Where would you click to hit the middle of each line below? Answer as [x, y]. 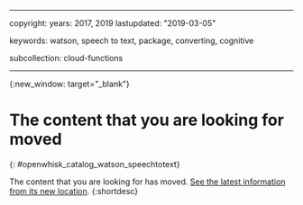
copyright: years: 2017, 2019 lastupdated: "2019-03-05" [113, 23]
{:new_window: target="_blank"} [70, 84]
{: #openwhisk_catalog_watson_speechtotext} [95, 164]
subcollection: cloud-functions [66, 58]
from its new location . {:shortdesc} [73, 191]
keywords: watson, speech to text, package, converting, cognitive [132, 40]
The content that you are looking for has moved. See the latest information [147, 182]
